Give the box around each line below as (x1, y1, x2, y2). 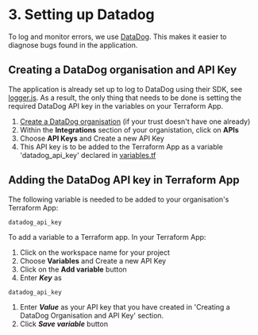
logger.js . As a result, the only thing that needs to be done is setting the (8, 93, 242, 102)
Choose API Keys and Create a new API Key (19, 133, 165, 143)
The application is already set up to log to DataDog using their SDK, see (8, 84, 243, 94)
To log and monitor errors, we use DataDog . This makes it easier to (8, 32, 227, 41)
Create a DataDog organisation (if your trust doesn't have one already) (19, 117, 251, 126)
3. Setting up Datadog (8, 6, 155, 24)
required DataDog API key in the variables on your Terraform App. (8, 101, 224, 110)
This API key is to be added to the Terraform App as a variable (19, 141, 224, 152)
